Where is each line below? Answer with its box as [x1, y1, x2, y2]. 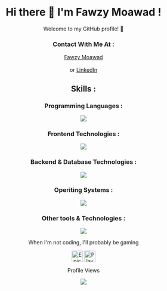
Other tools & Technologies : [41, 214, 126, 222]
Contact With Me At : [52, 40, 115, 48]
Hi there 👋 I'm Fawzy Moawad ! [5, 5, 162, 19]
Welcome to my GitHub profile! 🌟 [43, 25, 124, 32]
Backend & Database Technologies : [30, 158, 137, 166]
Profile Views [67, 267, 100, 274]
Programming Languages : [44, 102, 123, 110]
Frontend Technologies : [47, 130, 120, 138]
